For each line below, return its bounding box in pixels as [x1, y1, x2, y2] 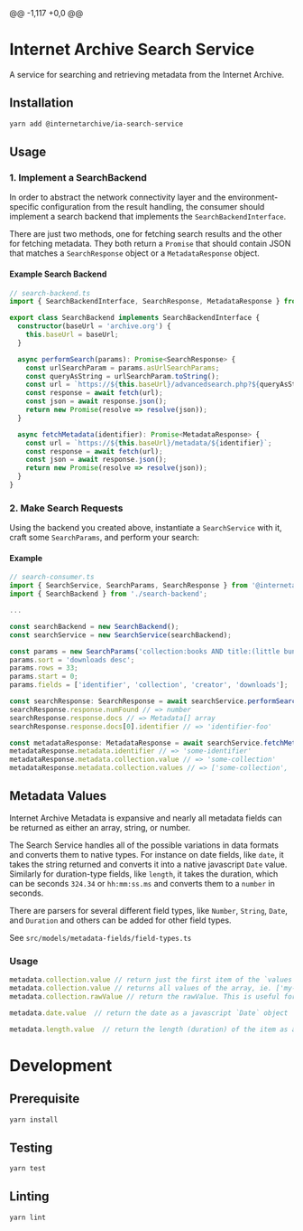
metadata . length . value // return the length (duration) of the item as [9, 1025, 289, 1034]
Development [9, 1055, 113, 1076]
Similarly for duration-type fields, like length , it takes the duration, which [9, 868, 279, 879]
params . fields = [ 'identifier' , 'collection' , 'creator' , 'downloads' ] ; [9, 681, 289, 690]
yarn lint [9, 1213, 47, 1222]
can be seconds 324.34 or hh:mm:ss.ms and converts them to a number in [9, 878, 275, 888]
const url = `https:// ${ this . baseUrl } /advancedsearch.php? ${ [25, 380, 260, 390]
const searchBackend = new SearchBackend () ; [9, 622, 179, 631]
